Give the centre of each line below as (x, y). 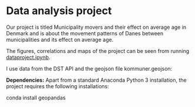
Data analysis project (59, 11)
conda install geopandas (36, 98)
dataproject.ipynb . (28, 57)
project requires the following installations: (57, 86)
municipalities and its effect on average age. (60, 39)
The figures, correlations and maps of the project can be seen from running (98, 51)
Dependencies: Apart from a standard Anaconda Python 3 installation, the (96, 80)
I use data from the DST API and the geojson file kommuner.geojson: (89, 68)
